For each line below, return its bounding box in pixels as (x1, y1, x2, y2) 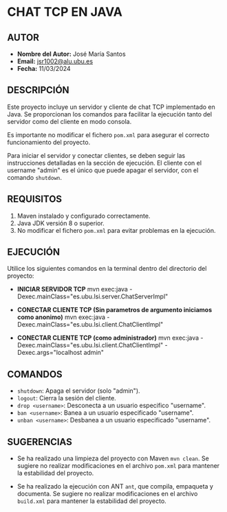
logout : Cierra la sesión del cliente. (17, 394, 117, 402)
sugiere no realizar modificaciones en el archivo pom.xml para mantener (17, 462, 220, 470)
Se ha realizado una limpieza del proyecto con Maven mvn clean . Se (17, 454, 210, 462)
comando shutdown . (7, 173, 63, 181)
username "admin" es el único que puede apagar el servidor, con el (7, 166, 199, 174)
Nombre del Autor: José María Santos (17, 50, 126, 58)
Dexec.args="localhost (17, 349, 83, 357)
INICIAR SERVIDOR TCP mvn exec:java (17, 285, 129, 294)
